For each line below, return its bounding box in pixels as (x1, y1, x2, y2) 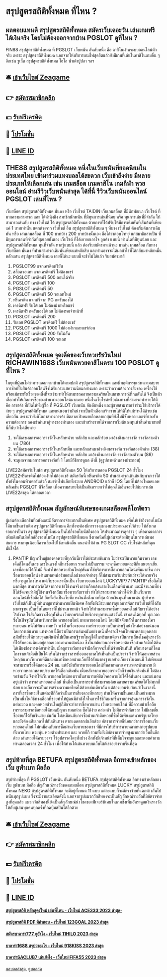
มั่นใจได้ (5, 545, 19, 551)
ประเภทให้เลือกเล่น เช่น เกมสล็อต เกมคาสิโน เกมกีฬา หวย (5, 179, 146, 188)
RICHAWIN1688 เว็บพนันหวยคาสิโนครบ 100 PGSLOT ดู (5, 359, 160, 367)
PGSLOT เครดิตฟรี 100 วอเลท (12, 336, 67, 342)
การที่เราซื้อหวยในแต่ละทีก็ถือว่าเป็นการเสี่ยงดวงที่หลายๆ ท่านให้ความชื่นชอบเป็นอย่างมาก (12, 690, 156, 696)
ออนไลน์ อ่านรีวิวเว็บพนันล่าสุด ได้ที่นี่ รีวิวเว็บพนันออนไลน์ (5, 187, 147, 196)
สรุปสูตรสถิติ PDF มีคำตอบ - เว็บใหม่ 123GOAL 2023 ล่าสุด (5, 919, 109, 925)
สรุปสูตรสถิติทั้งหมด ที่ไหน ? (5, 5, 97, 17)
